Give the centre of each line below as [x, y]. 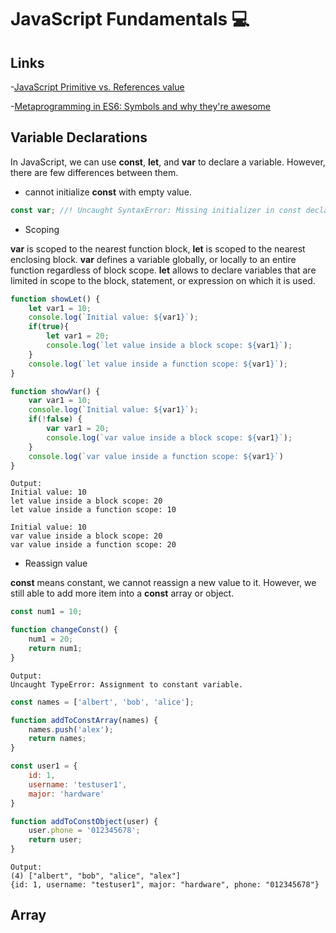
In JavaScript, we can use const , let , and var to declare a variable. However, [168, 162]
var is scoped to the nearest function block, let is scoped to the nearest [158, 248]
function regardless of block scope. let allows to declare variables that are [163, 270]
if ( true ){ [49, 327]
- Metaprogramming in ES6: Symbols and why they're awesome [141, 106]
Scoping [42, 229]
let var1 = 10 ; [60, 308]
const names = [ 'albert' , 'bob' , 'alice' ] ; [102, 702]
